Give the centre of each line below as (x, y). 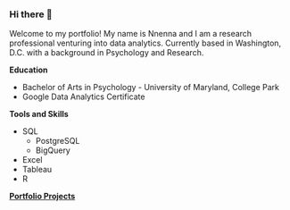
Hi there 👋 (31, 14)
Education (29, 70)
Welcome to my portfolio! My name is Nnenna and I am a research (131, 34)
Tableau (37, 170)
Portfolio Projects (42, 197)
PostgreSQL (58, 141)
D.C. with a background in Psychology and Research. (107, 53)
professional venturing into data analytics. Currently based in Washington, (145, 43)
